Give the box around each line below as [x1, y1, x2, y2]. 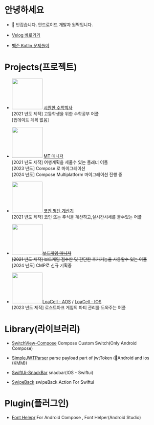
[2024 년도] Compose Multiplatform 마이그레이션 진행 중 [11, 171, 123, 177]
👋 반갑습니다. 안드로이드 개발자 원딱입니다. [11, 22, 93, 28]
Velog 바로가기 [11, 32, 41, 38]
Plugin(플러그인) [4, 398, 69, 409]
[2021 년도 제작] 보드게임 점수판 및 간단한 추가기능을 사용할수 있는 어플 [11, 256, 147, 262]
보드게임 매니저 [42, 250, 71, 256]
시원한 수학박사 [43, 104, 73, 111]
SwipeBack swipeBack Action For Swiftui [11, 379, 94, 385]
